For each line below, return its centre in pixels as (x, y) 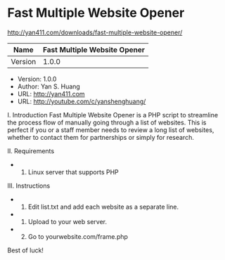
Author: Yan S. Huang (49, 86)
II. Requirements (31, 151)
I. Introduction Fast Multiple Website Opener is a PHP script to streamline (113, 115)
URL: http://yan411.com (51, 93)
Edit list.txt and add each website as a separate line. (103, 207)
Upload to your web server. (67, 221)
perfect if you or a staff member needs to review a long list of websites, (111, 130)
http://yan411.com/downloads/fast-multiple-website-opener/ (95, 32)
